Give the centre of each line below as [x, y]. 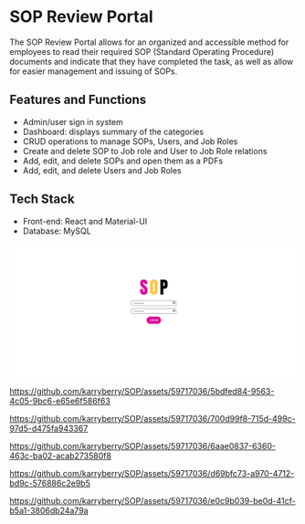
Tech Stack [42, 199]
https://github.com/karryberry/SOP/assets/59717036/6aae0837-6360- [143, 445]
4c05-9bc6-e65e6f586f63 [60, 401]
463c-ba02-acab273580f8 [61, 456]
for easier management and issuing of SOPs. [94, 71]
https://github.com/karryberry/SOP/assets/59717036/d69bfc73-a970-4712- [152, 473]
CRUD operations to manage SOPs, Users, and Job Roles [130, 141]
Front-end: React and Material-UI [85, 221]
